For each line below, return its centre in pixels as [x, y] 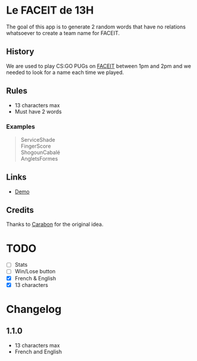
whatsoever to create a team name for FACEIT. [63, 33]
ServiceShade [38, 139]
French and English [38, 352]
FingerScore [36, 146]
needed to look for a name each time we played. [65, 72]
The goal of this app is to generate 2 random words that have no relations [96, 27]
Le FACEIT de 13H [50, 10]
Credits [20, 210]
